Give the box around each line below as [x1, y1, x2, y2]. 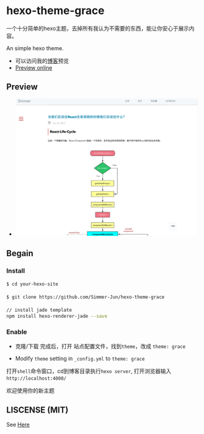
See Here [6, 421, 30, 428]
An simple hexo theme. [6, 44, 64, 52]
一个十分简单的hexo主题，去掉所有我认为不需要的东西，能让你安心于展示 [6, 24, 189, 32]
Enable [6, 328, 27, 336]
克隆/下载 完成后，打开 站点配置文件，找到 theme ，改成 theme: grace [15, 342, 186, 350]
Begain [6, 248, 33, 259]
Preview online [15, 64, 53, 71]
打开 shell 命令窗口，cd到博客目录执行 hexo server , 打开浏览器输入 [6, 367, 172, 375]
